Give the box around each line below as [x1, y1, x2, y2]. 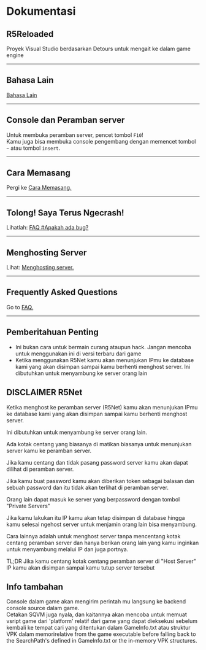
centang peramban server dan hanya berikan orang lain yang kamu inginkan [6, 539, 199, 546]
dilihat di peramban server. [6, 465, 74, 473]
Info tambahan [6, 581, 63, 592]
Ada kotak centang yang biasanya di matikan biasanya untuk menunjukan [6, 440, 192, 447]
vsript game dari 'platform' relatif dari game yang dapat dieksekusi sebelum [6, 617, 198, 625]
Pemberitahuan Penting [6, 327, 99, 338]
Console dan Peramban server [6, 115, 125, 125]
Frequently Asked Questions [6, 287, 118, 298]
